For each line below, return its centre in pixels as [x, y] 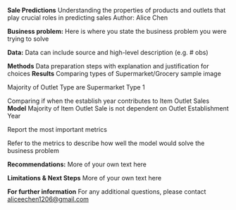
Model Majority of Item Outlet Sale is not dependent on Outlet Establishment [118, 108]
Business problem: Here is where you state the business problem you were [117, 31]
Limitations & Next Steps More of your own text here [85, 178]
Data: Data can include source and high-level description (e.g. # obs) [108, 52]
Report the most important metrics [57, 129]
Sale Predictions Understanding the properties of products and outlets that [117, 10]
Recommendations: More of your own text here [77, 164]
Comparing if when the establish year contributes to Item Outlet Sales [108, 101]
